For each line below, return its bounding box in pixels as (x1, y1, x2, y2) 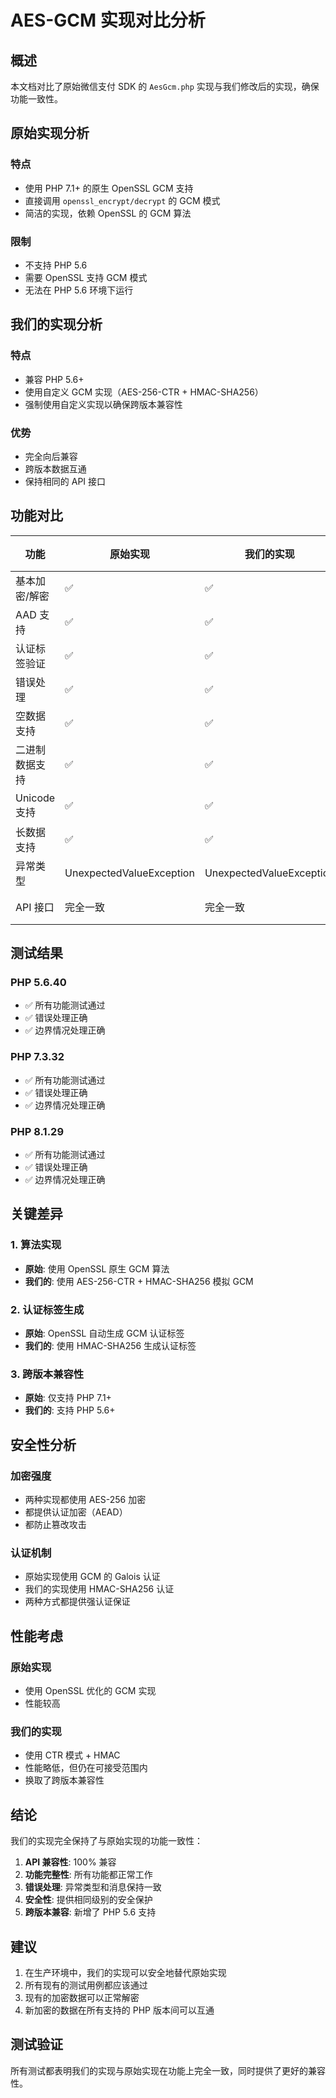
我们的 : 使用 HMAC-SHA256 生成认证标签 (24, 1340, 197, 1352)
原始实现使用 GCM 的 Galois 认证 (24, 1571, 161, 1583)
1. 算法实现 (10, 1238, 62, 1252)
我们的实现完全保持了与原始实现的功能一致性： (10, 1835, 203, 1847)
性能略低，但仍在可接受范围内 (24, 1762, 148, 1774)
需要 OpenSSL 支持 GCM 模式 (24, 271, 148, 283)
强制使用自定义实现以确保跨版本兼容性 (24, 398, 183, 410)
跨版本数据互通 (24, 462, 87, 475)
